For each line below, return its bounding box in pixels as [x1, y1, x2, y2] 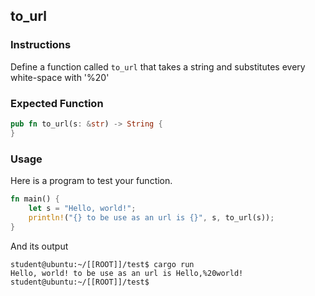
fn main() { [10, 194, 60, 204]
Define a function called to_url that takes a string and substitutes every [10, 60, 306, 73]
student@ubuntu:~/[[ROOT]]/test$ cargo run [10, 259, 195, 269]
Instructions [10, 38, 72, 52]
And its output [10, 240, 69, 252]
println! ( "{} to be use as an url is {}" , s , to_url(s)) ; [28, 212, 275, 223]
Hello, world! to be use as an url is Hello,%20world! [10, 268, 244, 278]
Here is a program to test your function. [10, 175, 173, 187]
